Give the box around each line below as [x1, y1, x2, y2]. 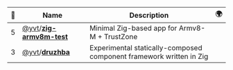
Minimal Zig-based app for [89, 23, 178, 33]
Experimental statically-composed [89, 43, 202, 52]
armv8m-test [21, 32, 68, 41]
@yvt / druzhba [21, 47, 71, 57]
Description [129, 10, 169, 20]
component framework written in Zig [89, 51, 209, 61]
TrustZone [103, 32, 138, 41]
